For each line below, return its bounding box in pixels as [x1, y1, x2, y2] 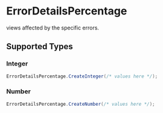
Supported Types [6, 41, 74, 52]
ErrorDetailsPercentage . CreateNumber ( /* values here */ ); [6, 101, 155, 107]
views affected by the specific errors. [6, 24, 100, 31]
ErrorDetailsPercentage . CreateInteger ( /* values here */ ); [6, 73, 158, 79]
